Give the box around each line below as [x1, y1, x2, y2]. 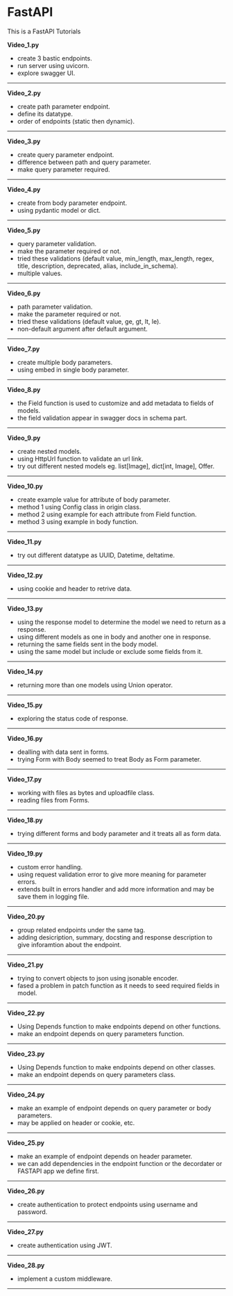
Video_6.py [7, 289, 41, 297]
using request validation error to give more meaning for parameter [17, 870, 207, 878]
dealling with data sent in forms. [17, 748, 110, 756]
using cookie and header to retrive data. [17, 584, 132, 593]
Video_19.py [7, 849, 43, 858]
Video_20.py [7, 912, 45, 921]
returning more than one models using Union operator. [17, 680, 173, 689]
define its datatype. [17, 109, 74, 118]
